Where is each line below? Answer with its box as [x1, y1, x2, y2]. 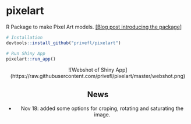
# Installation [6, 34, 43, 40]
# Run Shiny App [6, 51, 45, 56]
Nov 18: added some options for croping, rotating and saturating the [20, 105, 184, 112]
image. [94, 111, 111, 118]
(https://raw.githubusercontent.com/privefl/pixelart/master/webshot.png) [10, 73, 186, 80]
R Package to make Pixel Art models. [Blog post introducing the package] [6, 23, 182, 30]
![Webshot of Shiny [68, 66, 115, 73]
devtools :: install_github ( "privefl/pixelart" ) [6, 40, 121, 46]
